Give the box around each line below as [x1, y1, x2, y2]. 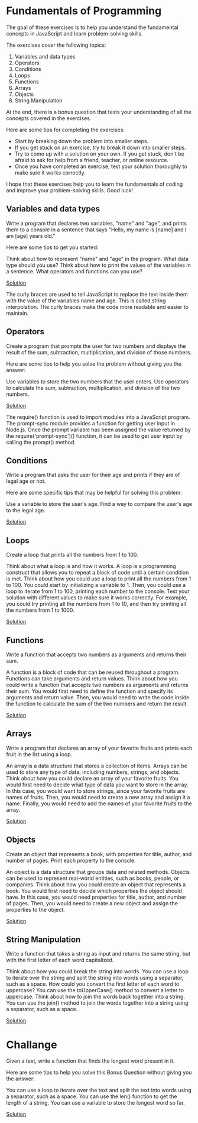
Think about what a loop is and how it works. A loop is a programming [6, 563, 176, 570]
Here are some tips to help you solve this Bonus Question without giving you [6, 1069, 192, 1076]
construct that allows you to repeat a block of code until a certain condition [6, 569, 189, 576]
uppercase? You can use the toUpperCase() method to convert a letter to [6, 987, 184, 994]
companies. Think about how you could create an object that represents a [6, 880, 186, 888]
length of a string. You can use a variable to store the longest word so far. [6, 1099, 185, 1106]
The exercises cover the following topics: [6, 41, 106, 49]
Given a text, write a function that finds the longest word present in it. [6, 1057, 175, 1064]
